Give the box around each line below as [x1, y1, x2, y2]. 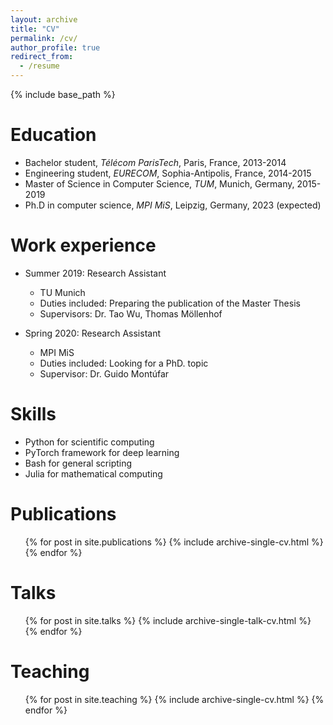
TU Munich [39, 286, 86, 298]
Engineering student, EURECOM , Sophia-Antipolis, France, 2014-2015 [24, 167, 312, 179]
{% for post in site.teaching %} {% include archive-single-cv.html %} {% [24, 693, 325, 705]
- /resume [19, 61, 60, 71]
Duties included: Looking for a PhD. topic [39, 357, 209, 369]
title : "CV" [10, 24, 60, 34]
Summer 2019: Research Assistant [24, 267, 167, 279]
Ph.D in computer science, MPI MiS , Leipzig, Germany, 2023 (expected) [24, 199, 322, 211]
